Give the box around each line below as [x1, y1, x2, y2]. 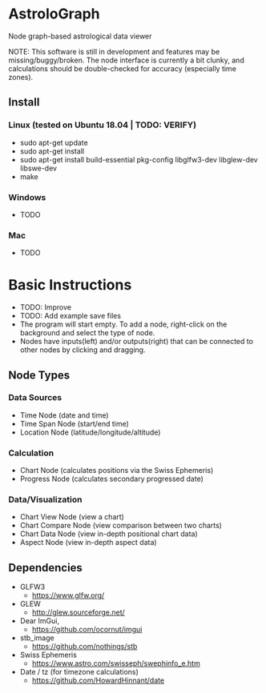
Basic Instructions [8, 276, 132, 294]
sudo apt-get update [19, 138, 88, 147]
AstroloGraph [8, 5, 100, 23]
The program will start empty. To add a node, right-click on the [19, 319, 228, 329]
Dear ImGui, [19, 616, 60, 626]
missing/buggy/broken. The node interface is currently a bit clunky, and [8, 55, 244, 65]
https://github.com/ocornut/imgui [31, 625, 143, 635]
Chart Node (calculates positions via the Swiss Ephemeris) [19, 466, 214, 475]
